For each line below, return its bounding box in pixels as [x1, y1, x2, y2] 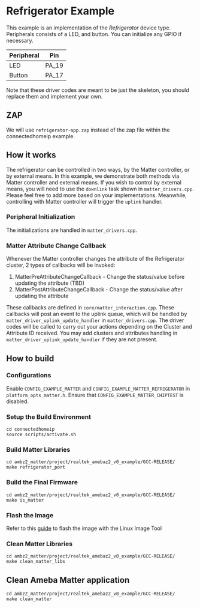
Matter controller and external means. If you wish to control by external [6, 178, 181, 186]
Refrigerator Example [6, 4, 115, 18]
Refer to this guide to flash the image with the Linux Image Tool [6, 524, 162, 532]
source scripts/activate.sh [6, 431, 77, 438]
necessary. [6, 37, 34, 44]
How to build [6, 353, 54, 363]
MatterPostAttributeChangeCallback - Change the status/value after [14, 286, 183, 293]
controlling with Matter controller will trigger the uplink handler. [6, 198, 163, 205]
